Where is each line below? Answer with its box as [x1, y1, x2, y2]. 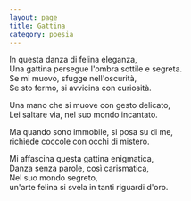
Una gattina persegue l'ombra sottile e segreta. [9, 63, 183, 74]
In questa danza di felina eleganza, [9, 54, 137, 65]
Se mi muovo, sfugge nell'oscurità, [9, 73, 137, 84]
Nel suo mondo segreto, [9, 172, 98, 183]
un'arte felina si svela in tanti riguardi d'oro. [9, 182, 169, 193]
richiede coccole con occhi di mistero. [9, 136, 150, 147]
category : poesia [9, 29, 74, 38]
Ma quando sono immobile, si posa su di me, [9, 127, 174, 138]
